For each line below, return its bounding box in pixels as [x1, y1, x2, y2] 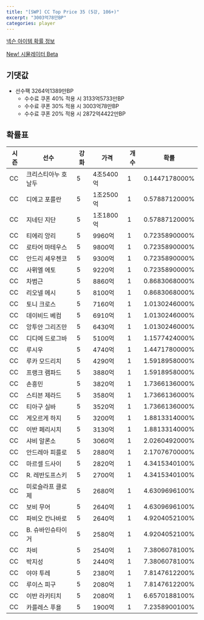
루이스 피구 [26, 580, 56, 588]
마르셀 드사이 [26, 460, 62, 468]
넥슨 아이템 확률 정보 [6, 38, 55, 45]
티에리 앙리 [26, 232, 56, 240]
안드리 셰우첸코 [26, 255, 67, 263]
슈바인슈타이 [33, 526, 67, 534]
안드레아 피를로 [26, 448, 67, 456]
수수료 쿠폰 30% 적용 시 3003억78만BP [24, 103, 120, 110]
